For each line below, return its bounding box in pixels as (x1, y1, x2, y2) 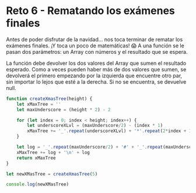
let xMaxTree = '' (16, 101, 61, 107)
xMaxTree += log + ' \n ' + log (16, 149, 90, 156)
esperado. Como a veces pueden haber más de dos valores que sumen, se (6, 66, 187, 73)
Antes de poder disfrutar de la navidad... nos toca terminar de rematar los (6, 36, 183, 43)
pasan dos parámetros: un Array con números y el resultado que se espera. (6, 48, 188, 55)
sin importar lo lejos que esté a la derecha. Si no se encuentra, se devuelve (6, 78, 187, 85)
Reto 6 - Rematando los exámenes (6, 4, 175, 18)
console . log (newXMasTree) (6, 181, 69, 188)
